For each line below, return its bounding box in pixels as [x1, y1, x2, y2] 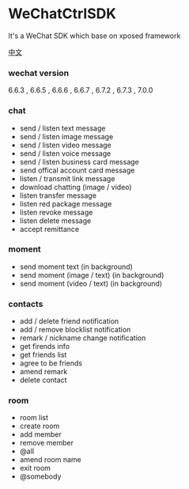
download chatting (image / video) [19, 182, 132, 191]
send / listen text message [19, 123, 106, 133]
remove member [19, 438, 74, 448]
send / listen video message [19, 140, 112, 150]
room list [19, 413, 49, 423]
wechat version [8, 67, 70, 78]
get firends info [19, 342, 70, 351]
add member [19, 430, 62, 439]
